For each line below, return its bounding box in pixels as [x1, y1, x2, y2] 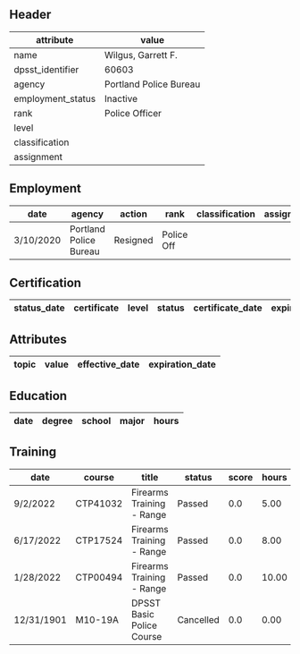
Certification [9, 276, 82, 291]
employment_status [13, 92, 96, 105]
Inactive [104, 92, 138, 105]
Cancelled [177, 613, 221, 625]
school [81, 415, 112, 428]
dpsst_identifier [13, 63, 79, 75]
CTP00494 [75, 571, 123, 583]
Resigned [113, 234, 154, 246]
